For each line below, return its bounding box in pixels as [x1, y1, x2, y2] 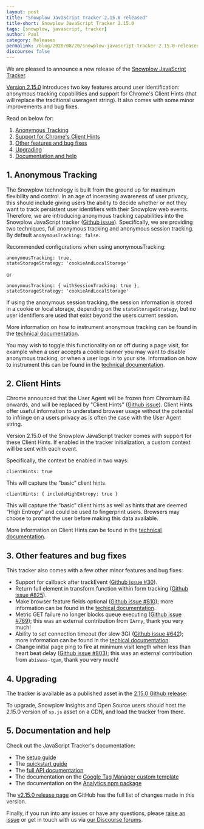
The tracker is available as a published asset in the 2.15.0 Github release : [6, 690, 188, 697]
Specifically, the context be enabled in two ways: [6, 457, 129, 464]
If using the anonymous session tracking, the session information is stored [6, 299, 192, 306]
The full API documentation [15, 766, 84, 774]
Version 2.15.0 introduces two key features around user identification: [6, 83, 180, 91]
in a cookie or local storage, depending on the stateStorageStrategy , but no [6, 305, 196, 312]
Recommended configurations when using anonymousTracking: [6, 243, 166, 250]
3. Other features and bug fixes [6, 550, 127, 561]
